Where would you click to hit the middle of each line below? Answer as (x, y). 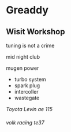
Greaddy (27, 10)
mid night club (23, 57)
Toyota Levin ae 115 (29, 109)
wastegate (27, 98)
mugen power (23, 68)
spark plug (27, 85)
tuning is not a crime (30, 45)
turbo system (30, 79)
